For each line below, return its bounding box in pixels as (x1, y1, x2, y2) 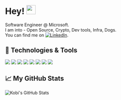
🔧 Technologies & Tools (5, 46, 78, 54)
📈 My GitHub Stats (5, 74, 64, 83)
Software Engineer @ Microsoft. (5, 22, 69, 28)
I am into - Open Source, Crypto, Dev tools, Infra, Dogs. (5, 27, 117, 33)
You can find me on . (5, 32, 69, 38)
